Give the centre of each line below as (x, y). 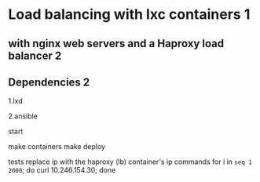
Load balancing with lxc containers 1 (129, 15)
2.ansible (23, 116)
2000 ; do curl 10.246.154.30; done (62, 170)
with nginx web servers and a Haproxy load (116, 44)
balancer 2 (35, 55)
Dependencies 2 (49, 82)
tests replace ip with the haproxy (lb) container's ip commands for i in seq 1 (130, 162)
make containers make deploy (57, 147)
